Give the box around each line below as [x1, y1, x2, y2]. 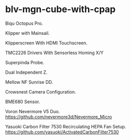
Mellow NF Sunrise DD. [5, 79, 53, 85]
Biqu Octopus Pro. [5, 20, 43, 26]
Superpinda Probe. [5, 59, 44, 65]
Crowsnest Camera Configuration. [5, 88, 77, 95]
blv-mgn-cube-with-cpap [5, 4, 116, 15]
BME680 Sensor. [5, 99, 40, 105]
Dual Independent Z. [5, 69, 48, 75]
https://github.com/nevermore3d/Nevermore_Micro [5, 114, 112, 120]
